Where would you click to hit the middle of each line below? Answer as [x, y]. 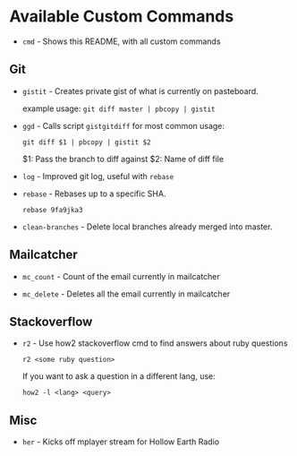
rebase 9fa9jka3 [52, 210]
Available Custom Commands [122, 17]
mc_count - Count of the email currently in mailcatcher [121, 276]
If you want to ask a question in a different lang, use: [119, 376]
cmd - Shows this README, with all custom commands [121, 41]
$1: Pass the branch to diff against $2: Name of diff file [123, 159]
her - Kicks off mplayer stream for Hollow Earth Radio [121, 442]
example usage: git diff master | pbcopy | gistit [119, 108]
